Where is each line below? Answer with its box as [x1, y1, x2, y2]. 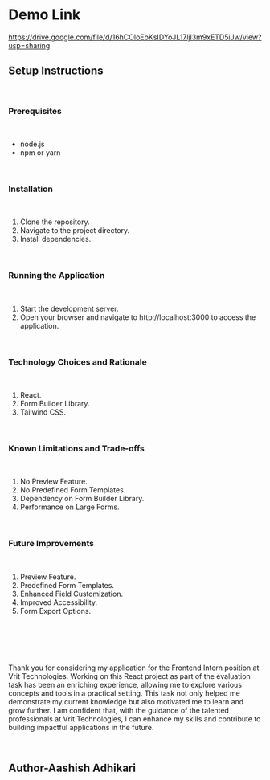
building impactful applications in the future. [8, 722, 154, 732]
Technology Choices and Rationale [8, 356, 147, 367]
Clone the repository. [19, 217, 90, 227]
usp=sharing [8, 40, 51, 50]
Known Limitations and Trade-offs [8, 443, 145, 454]
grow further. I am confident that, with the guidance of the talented [8, 705, 229, 715]
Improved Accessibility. [19, 597, 98, 607]
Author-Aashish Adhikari [8, 761, 137, 774]
